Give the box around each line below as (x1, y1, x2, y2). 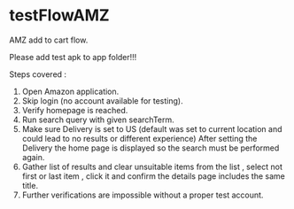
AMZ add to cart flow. (9, 35, 89, 45)
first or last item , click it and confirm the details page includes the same (21, 170, 285, 182)
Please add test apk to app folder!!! (9, 51, 137, 62)
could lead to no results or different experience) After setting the (21, 133, 258, 143)
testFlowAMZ (9, 5, 110, 26)
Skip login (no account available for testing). (21, 95, 183, 106)
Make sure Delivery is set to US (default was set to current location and (21, 123, 282, 134)
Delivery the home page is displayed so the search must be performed (21, 143, 280, 153)
